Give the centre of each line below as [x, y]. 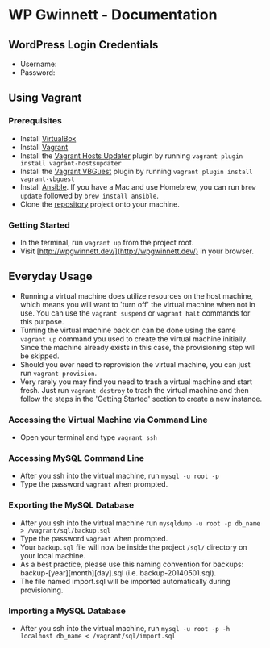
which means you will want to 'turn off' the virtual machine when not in [137, 304]
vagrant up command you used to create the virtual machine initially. [134, 339]
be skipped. [39, 356]
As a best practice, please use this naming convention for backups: [132, 564]
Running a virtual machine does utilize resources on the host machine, [137, 295]
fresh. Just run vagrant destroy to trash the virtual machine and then [135, 390]
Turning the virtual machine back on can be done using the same [128, 330]
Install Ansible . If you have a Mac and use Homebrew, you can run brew [138, 186]
